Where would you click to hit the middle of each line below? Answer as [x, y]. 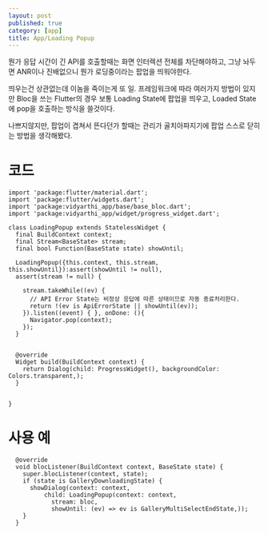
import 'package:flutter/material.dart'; [78, 193]
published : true [35, 23]
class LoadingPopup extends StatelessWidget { [87, 228]
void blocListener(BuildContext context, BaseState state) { [120, 467]
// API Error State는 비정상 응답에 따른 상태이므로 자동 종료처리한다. [134, 299]
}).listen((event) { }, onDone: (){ [84, 313]
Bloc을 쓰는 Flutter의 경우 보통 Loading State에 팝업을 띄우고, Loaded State [136, 99]
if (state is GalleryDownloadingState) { [92, 481]
